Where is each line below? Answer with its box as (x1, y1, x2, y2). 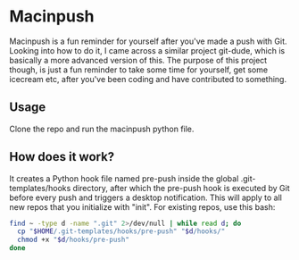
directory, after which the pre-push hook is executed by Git (72, 182, 290, 193)
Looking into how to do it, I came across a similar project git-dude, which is (9, 45, 286, 55)
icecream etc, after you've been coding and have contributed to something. (9, 73, 287, 84)
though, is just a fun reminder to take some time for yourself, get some (9, 64, 269, 75)
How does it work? (9, 149, 115, 164)
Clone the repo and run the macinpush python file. (9, 123, 195, 134)
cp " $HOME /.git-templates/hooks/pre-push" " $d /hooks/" (17, 227, 226, 236)
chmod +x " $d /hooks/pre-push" (17, 235, 129, 245)
